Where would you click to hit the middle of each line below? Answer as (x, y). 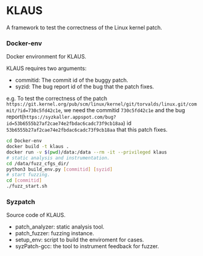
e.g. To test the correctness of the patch (57, 99)
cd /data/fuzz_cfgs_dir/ (38, 163)
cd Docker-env (24, 141)
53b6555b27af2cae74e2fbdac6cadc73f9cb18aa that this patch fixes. (87, 130)
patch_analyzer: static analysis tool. (60, 227)
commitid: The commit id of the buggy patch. (72, 80)
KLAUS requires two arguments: (46, 68)
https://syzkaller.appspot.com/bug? (70, 117)
